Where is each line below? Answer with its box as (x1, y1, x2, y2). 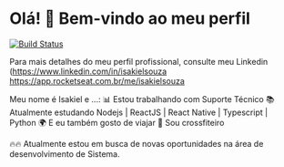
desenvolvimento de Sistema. (9, 148, 120, 159)
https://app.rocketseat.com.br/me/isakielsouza (9, 75, 185, 86)
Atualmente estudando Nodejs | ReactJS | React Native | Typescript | (9, 107, 269, 118)
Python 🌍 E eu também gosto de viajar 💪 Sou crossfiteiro (9, 117, 225, 128)
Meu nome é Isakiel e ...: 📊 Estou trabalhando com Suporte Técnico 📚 (9, 93, 275, 104)
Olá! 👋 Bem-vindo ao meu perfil (9, 8, 250, 29)
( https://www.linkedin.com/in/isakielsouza (9, 66, 167, 77)
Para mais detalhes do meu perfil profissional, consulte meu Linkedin (9, 56, 269, 67)
